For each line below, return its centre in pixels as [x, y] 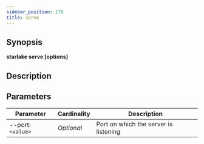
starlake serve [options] [37, 57]
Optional [70, 128]
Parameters [29, 97]
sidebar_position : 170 [35, 12]
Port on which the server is [134, 124]
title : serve [23, 18]
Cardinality [74, 114]
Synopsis [24, 42]
